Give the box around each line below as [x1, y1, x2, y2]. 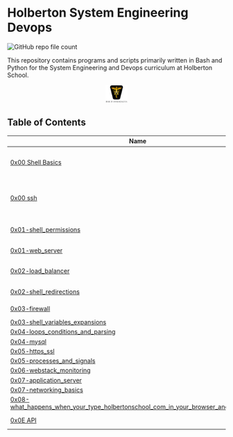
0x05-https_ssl [10, 347, 55, 355]
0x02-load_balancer [10, 267, 70, 275]
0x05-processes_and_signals [10, 356, 96, 365]
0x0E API [10, 415, 37, 424]
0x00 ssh [10, 193, 37, 202]
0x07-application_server [10, 376, 82, 384]
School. [7, 71, 29, 79]
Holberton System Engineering [7, 5, 189, 21]
